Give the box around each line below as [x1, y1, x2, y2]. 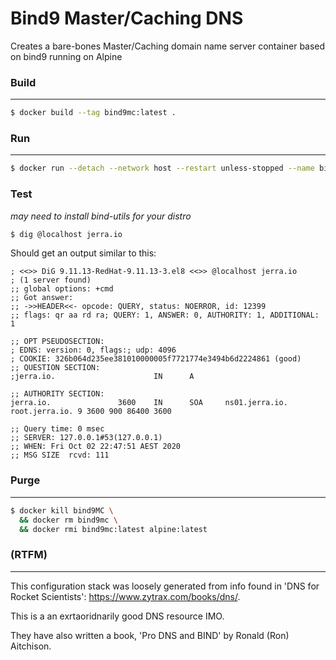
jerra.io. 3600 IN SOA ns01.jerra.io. [10, 398, 288, 408]
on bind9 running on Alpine [10, 50, 123, 62]
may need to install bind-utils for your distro [10, 210, 192, 222]
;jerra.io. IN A [10, 372, 195, 382]
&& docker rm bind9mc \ [19, 515, 118, 525]
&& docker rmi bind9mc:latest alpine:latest [19, 524, 208, 534]
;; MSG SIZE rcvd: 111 [10, 450, 110, 461]
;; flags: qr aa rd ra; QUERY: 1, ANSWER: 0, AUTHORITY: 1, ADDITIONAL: [10, 310, 320, 321]
